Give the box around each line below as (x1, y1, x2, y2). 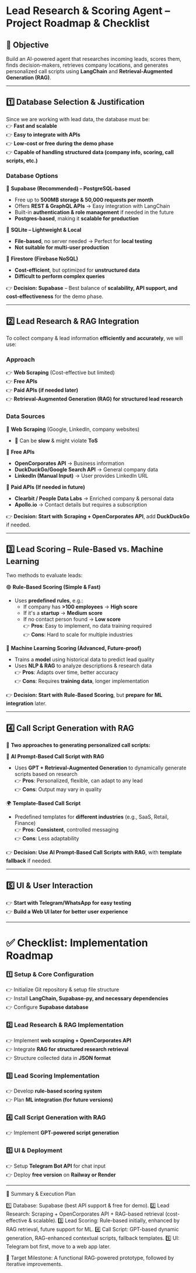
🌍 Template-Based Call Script (6, 800, 81, 807)
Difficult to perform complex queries (14, 273, 105, 280)
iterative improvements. (6, 1260, 63, 1267)
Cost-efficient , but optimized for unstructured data (14, 266, 140, 273)
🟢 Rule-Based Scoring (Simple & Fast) (6, 584, 101, 591)
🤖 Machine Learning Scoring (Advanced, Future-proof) (6, 645, 142, 652)
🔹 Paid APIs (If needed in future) (6, 483, 86, 490)
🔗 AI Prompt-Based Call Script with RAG (6, 753, 104, 760)
